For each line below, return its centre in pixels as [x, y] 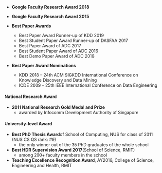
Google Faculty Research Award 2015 [50, 16]
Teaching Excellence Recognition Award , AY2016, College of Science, [83, 160]
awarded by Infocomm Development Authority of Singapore [79, 113]
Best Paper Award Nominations [44, 66]
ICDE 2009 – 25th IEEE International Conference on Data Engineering [88, 85]
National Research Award [31, 96]
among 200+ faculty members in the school [63, 155]
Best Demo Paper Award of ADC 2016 [57, 56]
